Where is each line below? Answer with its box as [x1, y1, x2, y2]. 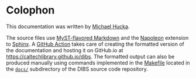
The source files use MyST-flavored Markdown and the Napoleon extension [6, 34, 189, 41]
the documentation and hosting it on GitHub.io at [6, 46, 123, 53]
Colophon [6, 4, 55, 17]
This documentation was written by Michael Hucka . [6, 23, 130, 30]
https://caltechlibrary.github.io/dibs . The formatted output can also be [6, 53, 175, 60]
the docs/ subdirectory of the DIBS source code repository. [6, 65, 148, 72]
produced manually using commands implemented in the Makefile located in [6, 59, 190, 66]
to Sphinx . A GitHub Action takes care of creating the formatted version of [6, 40, 184, 48]
